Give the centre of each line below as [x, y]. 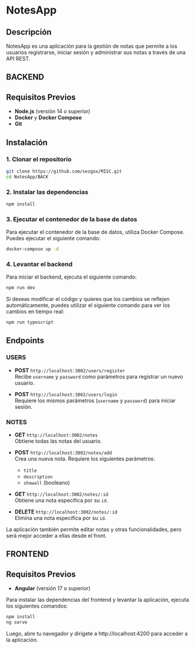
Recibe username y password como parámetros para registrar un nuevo [99, 376]
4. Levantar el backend [39, 264]
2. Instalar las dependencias [47, 192]
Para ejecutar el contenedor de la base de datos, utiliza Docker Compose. [95, 232]
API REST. [18, 59]
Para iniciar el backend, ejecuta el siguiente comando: [71, 277]
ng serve [17, 622]
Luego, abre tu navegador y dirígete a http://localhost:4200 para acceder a [97, 633]
